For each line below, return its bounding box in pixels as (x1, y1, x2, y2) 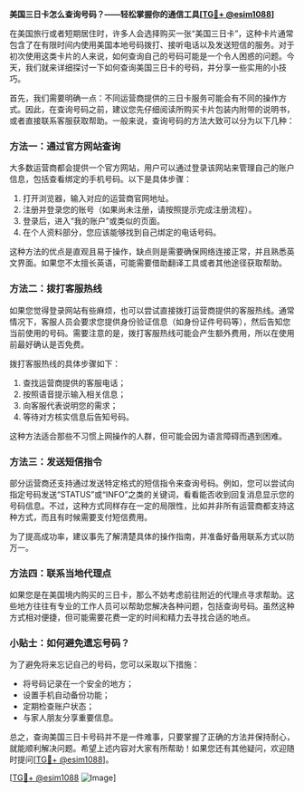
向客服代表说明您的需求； (22, 400, 119, 410)
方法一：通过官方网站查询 (9, 140, 121, 152)
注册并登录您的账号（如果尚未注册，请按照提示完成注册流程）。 (22, 204, 257, 216)
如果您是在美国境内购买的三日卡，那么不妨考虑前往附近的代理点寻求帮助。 (9, 589, 287, 601)
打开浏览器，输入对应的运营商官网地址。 (22, 193, 174, 204)
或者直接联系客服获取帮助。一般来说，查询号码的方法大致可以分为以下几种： (9, 115, 295, 126)
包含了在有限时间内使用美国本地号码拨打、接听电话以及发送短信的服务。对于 (9, 40, 295, 50)
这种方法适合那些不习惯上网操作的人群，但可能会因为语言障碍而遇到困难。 (9, 430, 287, 441)
